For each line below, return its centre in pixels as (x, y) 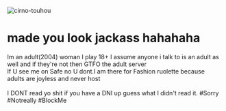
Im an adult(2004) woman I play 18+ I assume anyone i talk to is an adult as (113, 57)
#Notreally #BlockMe (37, 100)
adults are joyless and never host (54, 78)
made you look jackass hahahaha (104, 38)
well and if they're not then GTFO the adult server (77, 64)
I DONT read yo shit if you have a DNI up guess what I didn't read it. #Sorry (113, 93)
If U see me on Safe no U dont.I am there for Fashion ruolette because (106, 71)
